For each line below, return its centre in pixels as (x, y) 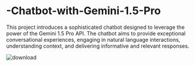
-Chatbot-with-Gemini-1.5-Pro (83, 11)
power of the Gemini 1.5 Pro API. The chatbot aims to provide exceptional (96, 33)
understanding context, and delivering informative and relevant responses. (98, 46)
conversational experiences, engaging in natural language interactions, (93, 39)
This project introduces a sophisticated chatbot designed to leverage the (95, 27)
